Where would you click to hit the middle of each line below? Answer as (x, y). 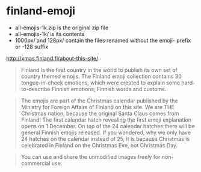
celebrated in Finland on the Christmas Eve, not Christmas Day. (99, 145)
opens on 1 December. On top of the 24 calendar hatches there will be (108, 126)
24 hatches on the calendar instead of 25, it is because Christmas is (105, 138)
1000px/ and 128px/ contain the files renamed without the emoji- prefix (103, 40)
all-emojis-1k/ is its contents (50, 34)
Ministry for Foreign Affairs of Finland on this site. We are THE (97, 107)
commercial (36, 163)
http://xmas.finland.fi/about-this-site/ (52, 58)
